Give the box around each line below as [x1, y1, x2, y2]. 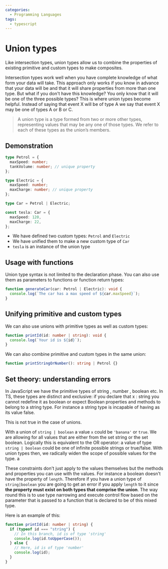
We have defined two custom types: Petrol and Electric [12, 233, 130, 239]
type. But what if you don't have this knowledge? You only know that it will [5, 91, 159, 97]
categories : [5, 7, 30, 13]
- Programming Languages [10, 12, 62, 17]
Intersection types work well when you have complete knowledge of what [5, 75, 157, 81]
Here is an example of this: [5, 512, 61, 518]
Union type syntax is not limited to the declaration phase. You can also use [5, 271, 159, 277]
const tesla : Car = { [5, 210, 51, 215]
